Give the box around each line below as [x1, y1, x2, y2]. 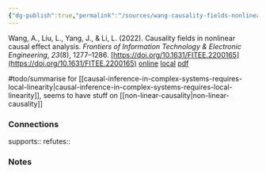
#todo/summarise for [8, 73, 78, 83]
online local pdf [138, 58, 189, 68]
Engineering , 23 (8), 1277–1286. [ [8, 50, 114, 59]
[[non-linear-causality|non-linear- [120, 90, 230, 100]
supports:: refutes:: [8, 136, 71, 146]
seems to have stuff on [43, 90, 119, 100]
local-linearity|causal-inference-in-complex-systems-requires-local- [8, 82, 233, 92]
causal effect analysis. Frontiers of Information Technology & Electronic [8, 41, 241, 51]
